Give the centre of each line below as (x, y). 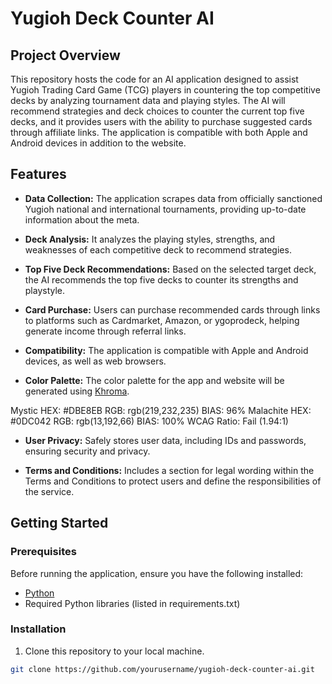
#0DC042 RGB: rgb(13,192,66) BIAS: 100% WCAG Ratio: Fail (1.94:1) (149, 421)
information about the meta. (82, 219)
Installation (38, 629)
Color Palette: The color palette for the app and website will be (154, 380)
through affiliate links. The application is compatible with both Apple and (159, 132)
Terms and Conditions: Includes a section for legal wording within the (169, 470)
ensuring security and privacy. (87, 451)
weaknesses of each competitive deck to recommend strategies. (158, 249)
